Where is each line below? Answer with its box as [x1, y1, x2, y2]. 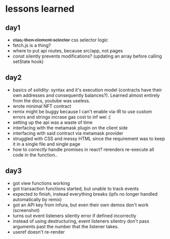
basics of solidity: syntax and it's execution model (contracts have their [12, 87, 162, 93]
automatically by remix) [12, 196, 62, 202]
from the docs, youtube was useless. [12, 97, 91, 103]
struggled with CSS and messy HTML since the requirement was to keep [12, 136, 165, 142]
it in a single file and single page [12, 141, 80, 147]
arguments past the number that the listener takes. [12, 223, 119, 229]
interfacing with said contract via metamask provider [12, 130, 124, 136]
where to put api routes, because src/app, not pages [12, 48, 123, 54]
